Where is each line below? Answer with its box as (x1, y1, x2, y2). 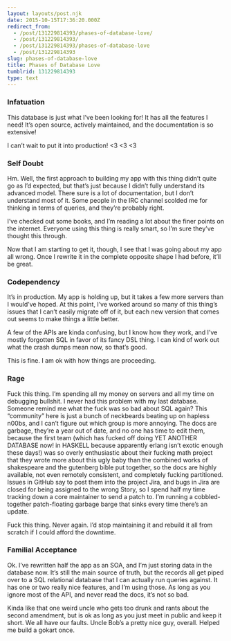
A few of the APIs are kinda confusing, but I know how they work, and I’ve (7, 328, 218, 336)
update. (7, 507, 29, 516)
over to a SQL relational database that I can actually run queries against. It (7, 575, 218, 584)
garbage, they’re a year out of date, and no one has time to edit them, (7, 426, 205, 435)
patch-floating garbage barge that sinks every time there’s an (33, 500, 208, 508)
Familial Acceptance (7, 545, 77, 554)
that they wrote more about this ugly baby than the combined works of (7, 455, 209, 464)
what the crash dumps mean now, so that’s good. (7, 343, 147, 352)
